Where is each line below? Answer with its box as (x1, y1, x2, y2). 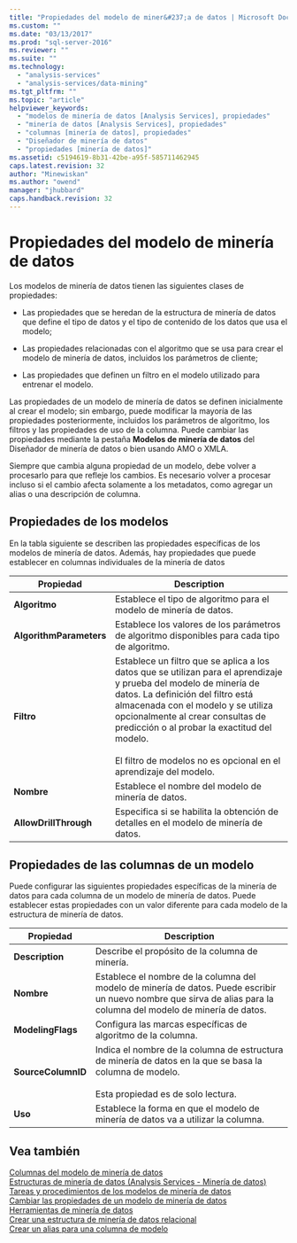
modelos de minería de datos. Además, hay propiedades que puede (9, 547, 256, 558)
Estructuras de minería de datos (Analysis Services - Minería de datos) (9, 1177, 267, 1187)
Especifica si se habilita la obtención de (114, 805, 279, 818)
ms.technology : (9, 63, 65, 72)
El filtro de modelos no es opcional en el (114, 754, 281, 766)
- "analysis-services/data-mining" (17, 79, 148, 88)
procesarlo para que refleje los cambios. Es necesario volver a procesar (9, 470, 271, 480)
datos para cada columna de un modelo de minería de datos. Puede (9, 890, 256, 901)
